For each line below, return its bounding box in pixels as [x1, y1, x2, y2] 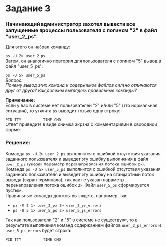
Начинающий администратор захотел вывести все [5, 21, 136, 28]
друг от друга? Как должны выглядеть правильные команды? [5, 87, 137, 94]
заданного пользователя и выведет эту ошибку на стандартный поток [5, 171, 155, 177]
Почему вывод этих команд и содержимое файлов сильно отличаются [5, 82, 157, 88]
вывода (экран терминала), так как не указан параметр [5, 176, 124, 183]
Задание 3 [5, 3, 51, 14]
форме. [5, 127, 21, 133]
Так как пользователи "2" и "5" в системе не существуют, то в [5, 217, 138, 223]
